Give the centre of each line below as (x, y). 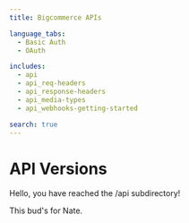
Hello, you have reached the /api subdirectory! (95, 193)
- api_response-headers (61, 91)
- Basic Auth (42, 42)
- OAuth (32, 50)
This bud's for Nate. (46, 210)
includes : (28, 67)
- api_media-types (52, 99)
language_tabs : (38, 34)
